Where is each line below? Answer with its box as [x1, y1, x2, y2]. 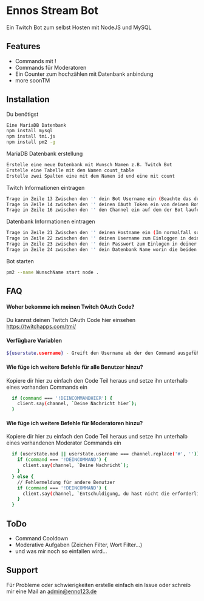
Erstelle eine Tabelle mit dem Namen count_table [6, 167, 135, 173]
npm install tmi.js [6, 133, 56, 139]
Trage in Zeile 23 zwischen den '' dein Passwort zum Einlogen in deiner [6, 241, 197, 247]
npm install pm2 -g [6, 139, 56, 146]
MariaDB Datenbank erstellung [6, 150, 83, 158]
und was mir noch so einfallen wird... [15, 547, 107, 555]
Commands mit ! [15, 57, 56, 64]
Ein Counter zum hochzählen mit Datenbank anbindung [15, 70, 154, 78]
